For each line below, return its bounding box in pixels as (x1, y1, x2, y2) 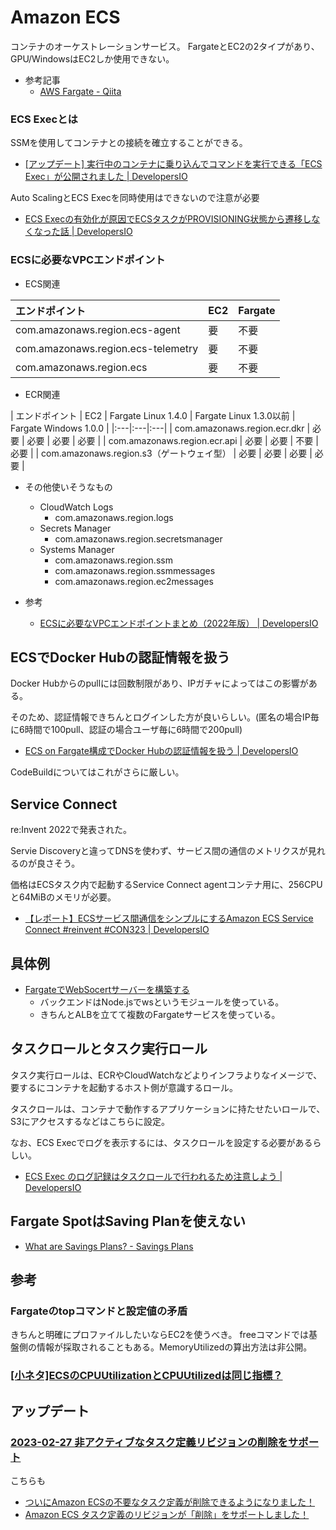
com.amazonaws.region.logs (54, 511, 174, 523)
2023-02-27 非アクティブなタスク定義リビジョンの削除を (10, 1435, 288, 1449)
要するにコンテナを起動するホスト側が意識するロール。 (10, 1081, 238, 1093)
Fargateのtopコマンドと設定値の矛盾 (10, 1304, 188, 1318)
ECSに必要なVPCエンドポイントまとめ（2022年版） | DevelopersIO (39, 617, 319, 629)
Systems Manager (39, 543, 115, 555)
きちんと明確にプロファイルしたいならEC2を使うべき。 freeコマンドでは (10, 1329, 309, 1341)
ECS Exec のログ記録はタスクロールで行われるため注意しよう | (24, 1170, 283, 1182)
